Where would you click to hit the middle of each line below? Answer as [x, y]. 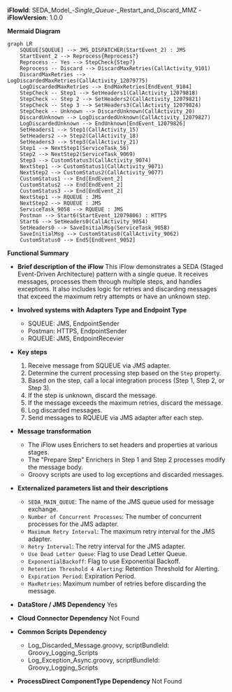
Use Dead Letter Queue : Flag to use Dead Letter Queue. [107, 554]
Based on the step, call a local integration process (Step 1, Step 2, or [126, 380]
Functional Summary [38, 253]
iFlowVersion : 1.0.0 [35, 18]
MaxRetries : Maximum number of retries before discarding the [117, 583]
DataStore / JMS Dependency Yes [67, 604]
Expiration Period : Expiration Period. [82, 576]
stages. [38, 452]
